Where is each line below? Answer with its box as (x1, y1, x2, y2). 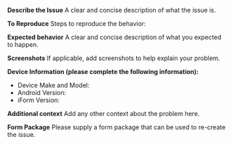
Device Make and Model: (17, 81, 90, 89)
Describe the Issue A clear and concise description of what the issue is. (7, 6, 216, 14)
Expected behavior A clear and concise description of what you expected (7, 33, 222, 41)
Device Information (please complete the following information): (7, 68, 199, 75)
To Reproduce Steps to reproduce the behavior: (7, 20, 146, 27)
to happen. (7, 41, 39, 48)
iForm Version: (17, 96, 60, 104)
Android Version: (17, 89, 67, 96)
